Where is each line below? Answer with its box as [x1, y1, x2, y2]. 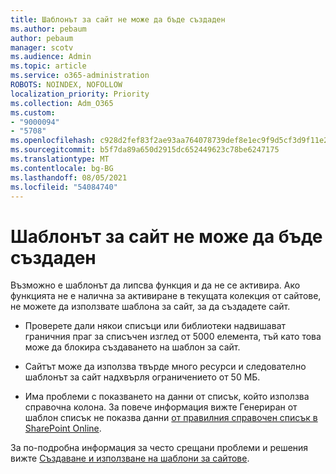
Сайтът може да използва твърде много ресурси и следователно [24, 361, 307, 373]
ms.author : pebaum [10, 24, 87, 34]
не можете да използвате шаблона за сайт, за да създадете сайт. [10, 301, 291, 313]
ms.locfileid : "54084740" [10, 182, 118, 192]
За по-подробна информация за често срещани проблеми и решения [10, 442, 309, 454]
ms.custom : [10, 107, 56, 118]
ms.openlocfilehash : [10, 136, 97, 146]
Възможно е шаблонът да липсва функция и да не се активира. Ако [10, 279, 301, 291]
